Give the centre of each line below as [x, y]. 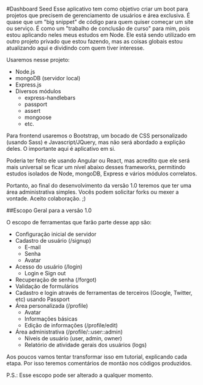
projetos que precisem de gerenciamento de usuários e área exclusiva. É [98, 15]
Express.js [28, 85]
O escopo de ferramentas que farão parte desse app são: [79, 222]
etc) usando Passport [42, 299]
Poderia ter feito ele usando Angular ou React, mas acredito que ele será [98, 161]
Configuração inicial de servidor [56, 234]
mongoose [38, 117]
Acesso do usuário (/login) [49, 267]
